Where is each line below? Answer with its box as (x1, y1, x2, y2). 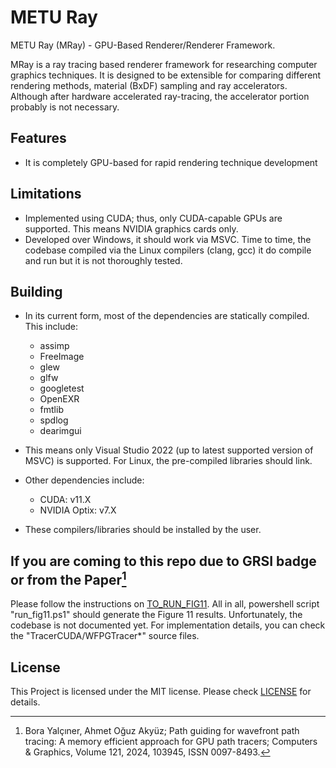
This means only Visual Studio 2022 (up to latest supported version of (24, 444, 314, 456)
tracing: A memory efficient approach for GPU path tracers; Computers (24, 736, 318, 747)
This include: (24, 321, 78, 333)
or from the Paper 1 (10, 568, 127, 588)
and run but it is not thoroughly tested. (24, 254, 183, 266)
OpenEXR (39, 393, 80, 405)
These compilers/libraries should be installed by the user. (24, 524, 262, 536)
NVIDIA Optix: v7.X (39, 504, 117, 516)
